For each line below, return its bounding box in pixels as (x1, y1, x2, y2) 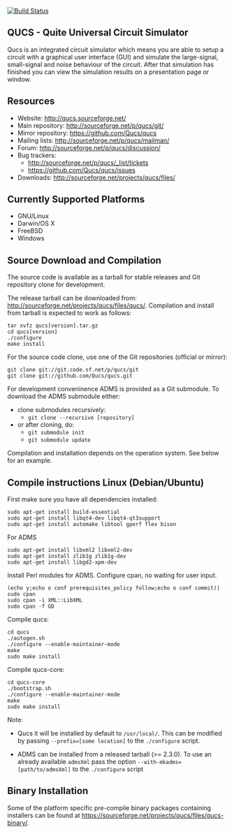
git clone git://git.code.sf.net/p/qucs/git (7, 367, 139, 374)
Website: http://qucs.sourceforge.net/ (17, 114, 126, 122)
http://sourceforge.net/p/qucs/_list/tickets (27, 158, 149, 167)
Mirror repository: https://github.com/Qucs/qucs (17, 129, 157, 137)
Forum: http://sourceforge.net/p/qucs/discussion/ (17, 143, 161, 152)
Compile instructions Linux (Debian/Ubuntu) (7, 476, 205, 488)
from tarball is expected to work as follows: (7, 309, 131, 317)
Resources (7, 95, 55, 108)
